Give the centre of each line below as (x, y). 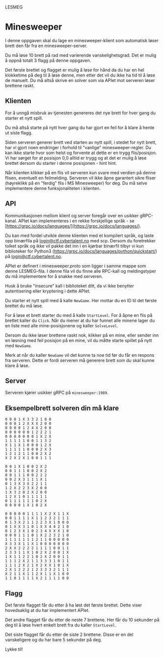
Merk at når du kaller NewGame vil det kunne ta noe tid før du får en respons (80, 355)
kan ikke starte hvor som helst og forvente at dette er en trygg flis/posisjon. (81, 153)
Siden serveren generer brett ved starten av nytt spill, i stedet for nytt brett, (81, 142)
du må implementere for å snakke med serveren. (54, 276)
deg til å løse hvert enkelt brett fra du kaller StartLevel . (61, 625)
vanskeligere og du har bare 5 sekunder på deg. (54, 640)
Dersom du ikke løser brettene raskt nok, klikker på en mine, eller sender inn (82, 335)
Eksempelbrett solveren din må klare (62, 408)
